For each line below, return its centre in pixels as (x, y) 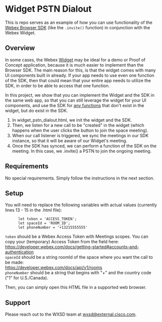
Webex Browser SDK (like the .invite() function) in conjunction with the (78, 27)
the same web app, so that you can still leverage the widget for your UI (76, 100)
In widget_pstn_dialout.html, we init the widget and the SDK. (72, 120)
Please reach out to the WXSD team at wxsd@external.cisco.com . (71, 314)
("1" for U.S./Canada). (27, 278)
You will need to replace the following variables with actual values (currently (81, 205)
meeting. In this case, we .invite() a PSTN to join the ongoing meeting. (82, 151)
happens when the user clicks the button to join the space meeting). (80, 130)
